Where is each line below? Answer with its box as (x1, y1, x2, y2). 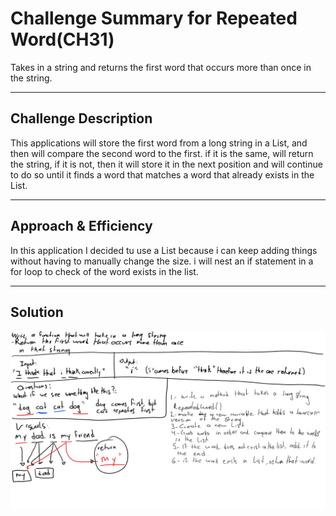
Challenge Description (10, 110, 153, 127)
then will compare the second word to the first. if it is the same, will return (10, 147, 314, 159)
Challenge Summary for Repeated (10, 7, 298, 30)
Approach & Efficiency (10, 218, 153, 235)
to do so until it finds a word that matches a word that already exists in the (10, 168, 315, 181)
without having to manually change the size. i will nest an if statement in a (10, 255, 314, 267)
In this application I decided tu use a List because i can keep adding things (10, 244, 318, 256)
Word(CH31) (10, 28, 115, 51)
